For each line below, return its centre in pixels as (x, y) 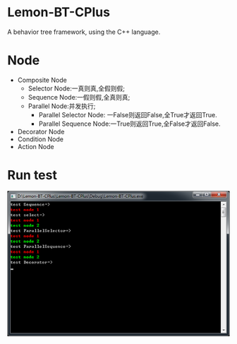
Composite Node (42, 80)
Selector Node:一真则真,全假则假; (77, 88)
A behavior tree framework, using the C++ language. (84, 32)
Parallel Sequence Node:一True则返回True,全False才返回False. (129, 124)
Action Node (36, 146)
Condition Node (40, 139)
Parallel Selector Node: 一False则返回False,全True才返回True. (128, 114)
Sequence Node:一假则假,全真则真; (79, 97)
